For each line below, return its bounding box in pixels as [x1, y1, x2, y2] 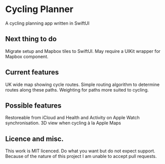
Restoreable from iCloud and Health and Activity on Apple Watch [5, 115, 140, 121]
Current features [5, 68, 59, 76]
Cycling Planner [5, 4, 74, 15]
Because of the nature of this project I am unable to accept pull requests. [5, 153, 157, 159]
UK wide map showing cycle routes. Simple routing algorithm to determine [5, 81, 160, 88]
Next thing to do [5, 35, 57, 43]
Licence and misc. [5, 134, 64, 143]
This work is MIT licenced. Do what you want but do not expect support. [5, 148, 155, 154]
